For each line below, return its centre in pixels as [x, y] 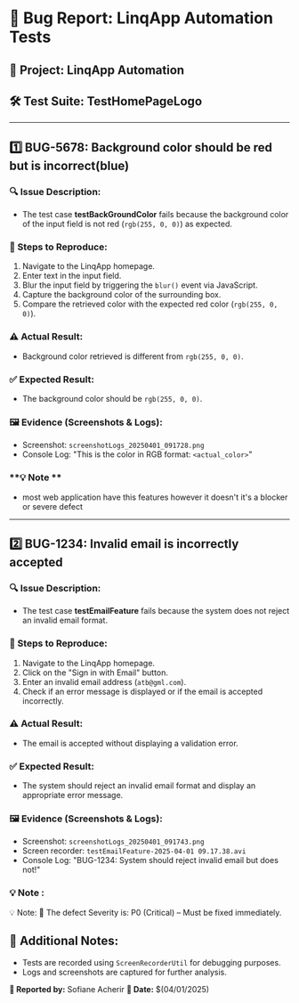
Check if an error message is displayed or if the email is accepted [142, 691]
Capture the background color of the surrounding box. [121, 295]
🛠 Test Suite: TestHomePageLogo [106, 101]
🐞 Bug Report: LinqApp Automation [141, 18]
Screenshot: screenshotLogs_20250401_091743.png [113, 842]
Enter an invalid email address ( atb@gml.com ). [104, 681]
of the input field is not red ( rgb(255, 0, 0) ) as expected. [127, 224]
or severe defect [52, 506]
